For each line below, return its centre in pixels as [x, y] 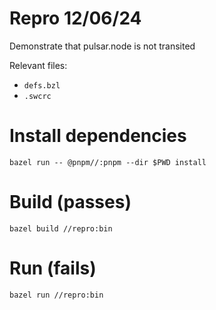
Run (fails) [53, 268]
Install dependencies [98, 136]
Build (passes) [70, 202]
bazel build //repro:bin [61, 228]
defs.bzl [42, 85]
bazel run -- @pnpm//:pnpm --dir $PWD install [108, 162]
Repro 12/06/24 [75, 18]
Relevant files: [38, 65]
